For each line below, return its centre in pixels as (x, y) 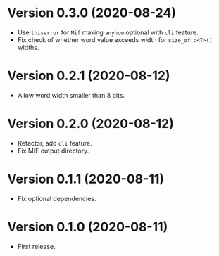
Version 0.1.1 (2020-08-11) (86, 179)
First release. (36, 246)
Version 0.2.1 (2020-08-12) (89, 76)
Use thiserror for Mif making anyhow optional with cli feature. (108, 32)
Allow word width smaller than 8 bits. (71, 95)
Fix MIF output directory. (53, 151)
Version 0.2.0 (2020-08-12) (91, 124)
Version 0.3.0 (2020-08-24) (92, 13)
